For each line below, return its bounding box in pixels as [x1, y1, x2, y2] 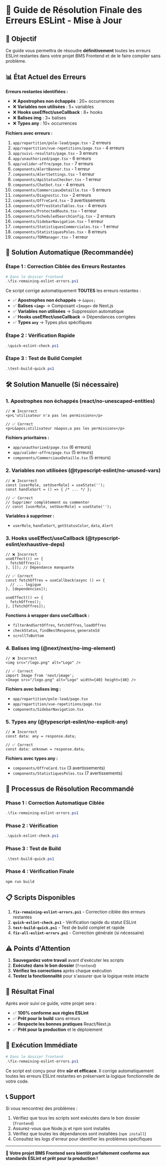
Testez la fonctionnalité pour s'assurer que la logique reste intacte [12, 973, 149, 979]
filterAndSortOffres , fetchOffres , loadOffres [12, 622, 106, 628]
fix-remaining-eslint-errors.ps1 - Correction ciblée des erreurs [12, 909, 146, 915]
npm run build [5, 879, 35, 884]
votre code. [5, 1078, 29, 1084]
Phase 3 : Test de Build [5, 845, 61, 852]
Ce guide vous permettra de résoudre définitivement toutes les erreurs [5, 48, 151, 53]
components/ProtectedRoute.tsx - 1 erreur [12, 208, 97, 213]
